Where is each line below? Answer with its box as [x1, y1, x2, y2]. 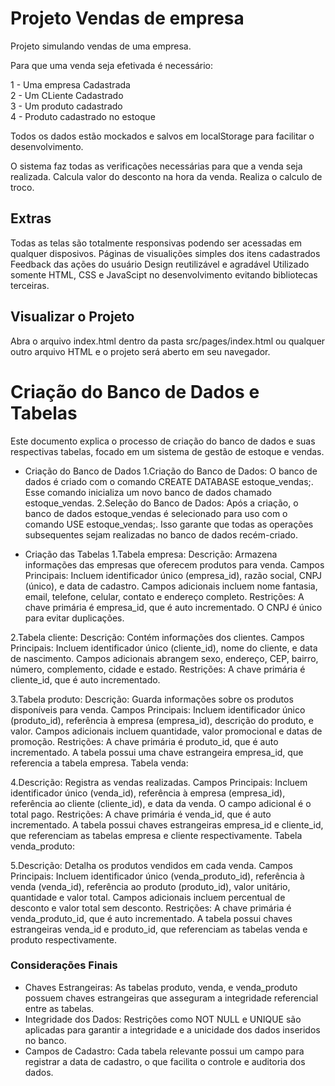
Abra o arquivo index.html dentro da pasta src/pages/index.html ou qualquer [10, 335, 326, 347]
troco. [10, 181, 35, 193]
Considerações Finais [10, 958, 118, 972]
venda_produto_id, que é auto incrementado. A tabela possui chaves [10, 912, 293, 924]
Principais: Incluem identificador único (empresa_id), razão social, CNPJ [24, 569, 323, 581]
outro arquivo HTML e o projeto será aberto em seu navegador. [10, 345, 271, 357]
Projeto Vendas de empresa [10, 7, 245, 30]
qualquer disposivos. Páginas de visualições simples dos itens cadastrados [10, 247, 321, 259]
